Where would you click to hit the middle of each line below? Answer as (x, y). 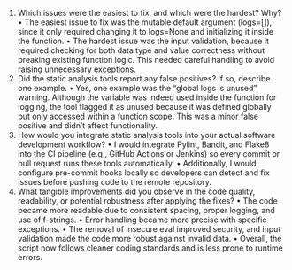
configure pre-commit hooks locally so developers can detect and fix (143, 173)
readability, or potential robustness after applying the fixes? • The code (148, 201)
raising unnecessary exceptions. (77, 69)
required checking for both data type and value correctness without (141, 50)
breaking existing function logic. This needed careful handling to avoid (146, 60)
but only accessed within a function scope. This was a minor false (138, 116)
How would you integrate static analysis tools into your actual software (146, 135)
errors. (30, 257)
